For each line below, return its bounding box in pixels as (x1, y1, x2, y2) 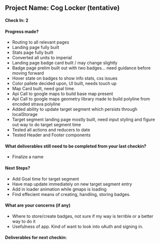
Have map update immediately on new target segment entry (12, 181, 132, 187)
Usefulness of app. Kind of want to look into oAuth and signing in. (12, 223, 144, 229)
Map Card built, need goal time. (12, 86, 75, 92)
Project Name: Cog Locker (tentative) (5, 4, 120, 12)
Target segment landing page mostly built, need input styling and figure (12, 116, 155, 123)
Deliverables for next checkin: (5, 235, 67, 241)
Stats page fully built (12, 49, 53, 55)
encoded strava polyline (12, 101, 61, 107)
